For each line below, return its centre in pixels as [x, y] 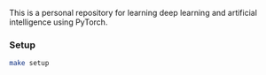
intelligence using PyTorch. [59, 22]
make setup [29, 64]
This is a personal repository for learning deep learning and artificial [133, 13]
